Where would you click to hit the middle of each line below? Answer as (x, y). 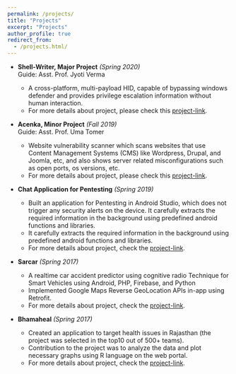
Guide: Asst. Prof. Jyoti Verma (61, 74)
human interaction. (55, 103)
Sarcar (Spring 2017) (48, 262)
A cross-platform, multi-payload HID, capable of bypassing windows (128, 88)
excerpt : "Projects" (38, 27)
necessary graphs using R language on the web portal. (108, 355)
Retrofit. (40, 298)
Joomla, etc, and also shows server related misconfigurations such (126, 160)
